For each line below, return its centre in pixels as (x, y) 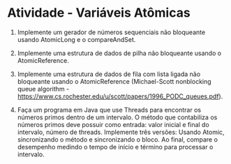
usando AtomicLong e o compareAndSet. (76, 39)
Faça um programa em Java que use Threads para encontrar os (109, 110)
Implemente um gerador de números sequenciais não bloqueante (111, 32)
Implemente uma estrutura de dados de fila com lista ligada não (109, 74)
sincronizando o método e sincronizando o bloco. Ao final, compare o (118, 139)
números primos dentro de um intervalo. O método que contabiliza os (117, 117)
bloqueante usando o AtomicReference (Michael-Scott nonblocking (114, 81)
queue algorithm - (43, 89)
